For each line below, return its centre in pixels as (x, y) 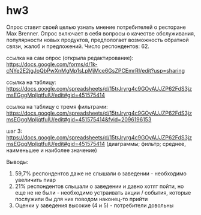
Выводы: (17, 162)
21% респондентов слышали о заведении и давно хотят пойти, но (99, 186)
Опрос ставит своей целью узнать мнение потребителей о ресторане (96, 27)
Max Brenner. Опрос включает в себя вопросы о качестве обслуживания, (101, 33)
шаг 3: (14, 131)
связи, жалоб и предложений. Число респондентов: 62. (78, 46)
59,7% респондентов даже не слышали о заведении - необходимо (101, 173)
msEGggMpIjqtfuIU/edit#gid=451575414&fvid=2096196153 (79, 119)
